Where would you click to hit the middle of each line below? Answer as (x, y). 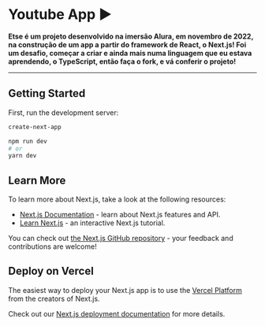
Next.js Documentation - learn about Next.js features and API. (120, 215)
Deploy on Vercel (51, 271)
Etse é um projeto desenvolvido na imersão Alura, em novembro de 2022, (131, 36)
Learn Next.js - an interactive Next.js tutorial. (92, 223)
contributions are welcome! (52, 246)
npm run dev (28, 141)
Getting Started (47, 93)
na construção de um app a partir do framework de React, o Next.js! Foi (127, 44)
